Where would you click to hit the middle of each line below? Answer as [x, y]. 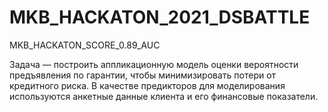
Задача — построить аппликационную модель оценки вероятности [154, 64]
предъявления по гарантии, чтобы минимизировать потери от [143, 75]
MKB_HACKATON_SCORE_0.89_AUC [85, 45]
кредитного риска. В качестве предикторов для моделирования [147, 85]
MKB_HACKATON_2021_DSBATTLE [160, 17]
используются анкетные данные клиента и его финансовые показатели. [164, 96]
